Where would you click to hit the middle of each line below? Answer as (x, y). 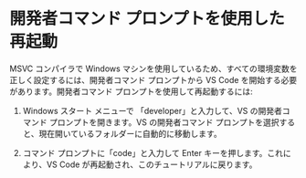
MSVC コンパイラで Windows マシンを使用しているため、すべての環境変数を (153, 68)
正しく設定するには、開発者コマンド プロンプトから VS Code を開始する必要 (153, 79)
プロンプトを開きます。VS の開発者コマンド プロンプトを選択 (164, 122)
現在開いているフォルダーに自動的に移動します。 (130, 133)
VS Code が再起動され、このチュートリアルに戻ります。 (152, 164)
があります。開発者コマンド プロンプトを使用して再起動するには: (131, 91)
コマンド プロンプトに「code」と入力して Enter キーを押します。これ (153, 152)
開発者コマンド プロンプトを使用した (147, 19)
